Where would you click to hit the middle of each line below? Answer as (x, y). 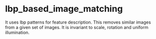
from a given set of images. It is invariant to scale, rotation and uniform (77, 27)
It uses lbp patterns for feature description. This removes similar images (78, 22)
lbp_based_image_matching (64, 9)
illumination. (17, 32)
